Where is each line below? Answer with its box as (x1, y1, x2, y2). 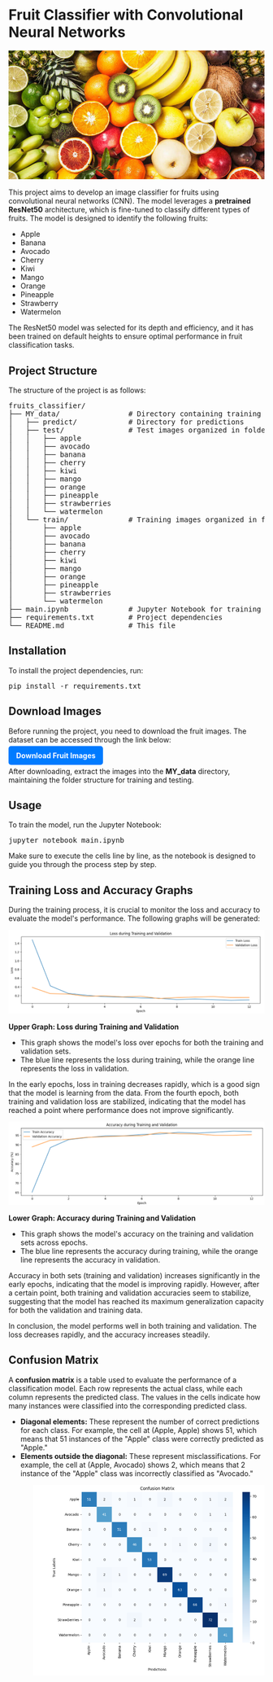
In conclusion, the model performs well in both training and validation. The (8, 1321, 258, 1331)
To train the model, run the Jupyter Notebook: (8, 820, 162, 830)
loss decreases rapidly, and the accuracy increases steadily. (8, 1329, 210, 1340)
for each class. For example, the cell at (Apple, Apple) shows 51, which (19, 1425, 258, 1435)
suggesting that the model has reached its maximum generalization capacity (8, 1297, 264, 1307)
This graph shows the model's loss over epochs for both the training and (19, 1038, 264, 1048)
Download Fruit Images (15, 751, 96, 760)
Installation (8, 644, 67, 658)
